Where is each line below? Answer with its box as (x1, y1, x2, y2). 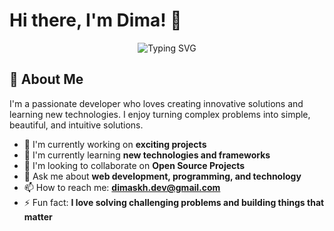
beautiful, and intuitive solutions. (9, 119, 144, 131)
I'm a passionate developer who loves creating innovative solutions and (9, 97, 304, 109)
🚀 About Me (9, 71, 84, 88)
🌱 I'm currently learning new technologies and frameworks (23, 149, 271, 161)
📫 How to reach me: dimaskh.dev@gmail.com (23, 181, 221, 193)
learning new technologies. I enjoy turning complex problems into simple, (9, 108, 311, 120)
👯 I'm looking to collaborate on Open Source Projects (23, 159, 246, 171)
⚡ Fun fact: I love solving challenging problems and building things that (23, 196, 325, 208)
